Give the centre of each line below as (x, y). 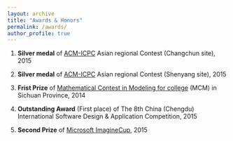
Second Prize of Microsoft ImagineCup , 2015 (83, 130)
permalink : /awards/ (37, 27)
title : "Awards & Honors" (45, 20)
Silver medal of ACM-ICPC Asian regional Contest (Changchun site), (116, 53)
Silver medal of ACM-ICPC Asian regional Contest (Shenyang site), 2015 (122, 74)
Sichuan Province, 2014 (51, 95)
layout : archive (31, 14)
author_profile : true (39, 33)
